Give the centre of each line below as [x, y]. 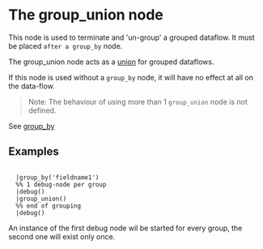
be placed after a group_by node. [66, 45]
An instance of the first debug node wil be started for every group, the [125, 228]
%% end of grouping [49, 206]
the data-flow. [32, 86]
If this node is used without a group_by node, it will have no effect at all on [131, 77]
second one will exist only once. [62, 236]
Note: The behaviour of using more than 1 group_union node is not [138, 101]
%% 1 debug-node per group [61, 184]
